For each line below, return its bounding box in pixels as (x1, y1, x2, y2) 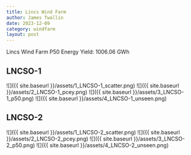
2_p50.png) (6, 141, 35, 149)
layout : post (6, 32, 39, 38)
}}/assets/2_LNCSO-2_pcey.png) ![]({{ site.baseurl (6, 135, 132, 142)
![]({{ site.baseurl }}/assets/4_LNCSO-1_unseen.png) (35, 95, 167, 102)
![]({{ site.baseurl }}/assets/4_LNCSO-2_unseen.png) (36, 141, 169, 149)
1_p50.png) (6, 95, 35, 102)
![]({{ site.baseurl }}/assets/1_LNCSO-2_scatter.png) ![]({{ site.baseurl (6, 128, 180, 136)
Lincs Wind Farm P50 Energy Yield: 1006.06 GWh (6, 48, 130, 55)
